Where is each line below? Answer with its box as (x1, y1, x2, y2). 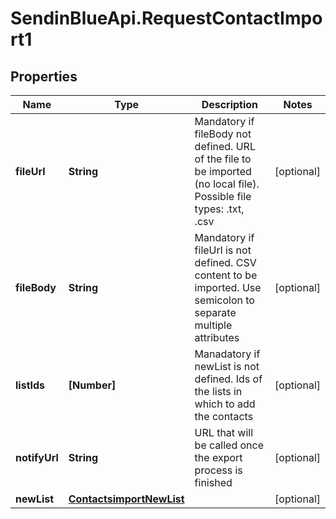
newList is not (194, 360, 260, 373)
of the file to (194, 152, 252, 166)
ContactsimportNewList (68, 492, 185, 506)
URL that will (194, 426, 254, 439)
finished (194, 476, 233, 489)
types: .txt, (194, 202, 245, 216)
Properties (10, 68, 78, 85)
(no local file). (194, 177, 260, 191)
